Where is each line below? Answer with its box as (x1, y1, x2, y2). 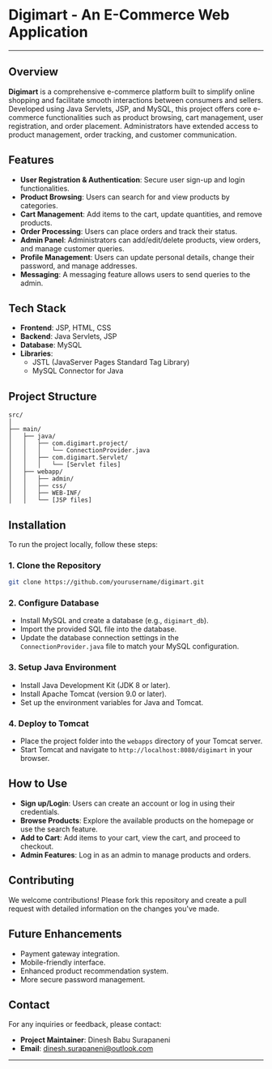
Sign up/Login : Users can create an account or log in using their (19, 798, 236, 808)
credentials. (19, 806, 60, 816)
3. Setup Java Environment (8, 662, 117, 673)
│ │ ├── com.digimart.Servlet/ (8, 454, 129, 462)
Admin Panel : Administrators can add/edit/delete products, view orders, (19, 235, 261, 245)
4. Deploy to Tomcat (8, 717, 89, 729)
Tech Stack (8, 301, 66, 315)
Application (8, 23, 88, 41)
